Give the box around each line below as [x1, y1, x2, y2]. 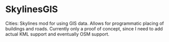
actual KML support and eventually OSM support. [5, 31, 110, 37]
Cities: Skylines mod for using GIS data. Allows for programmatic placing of [5, 20, 164, 26]
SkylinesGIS [5, 4, 58, 15]
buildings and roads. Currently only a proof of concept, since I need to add [5, 25, 163, 31]
